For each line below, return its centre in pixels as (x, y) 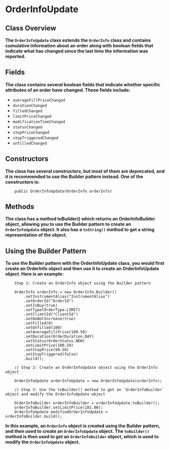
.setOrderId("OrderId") (48, 301)
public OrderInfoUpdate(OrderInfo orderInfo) (63, 191)
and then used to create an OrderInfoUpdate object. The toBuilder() (77, 431)
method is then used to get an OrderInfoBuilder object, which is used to (82, 437)
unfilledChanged (30, 143)
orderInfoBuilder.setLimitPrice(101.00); (59, 408)
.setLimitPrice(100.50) (48, 345)
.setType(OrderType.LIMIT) (52, 310)
